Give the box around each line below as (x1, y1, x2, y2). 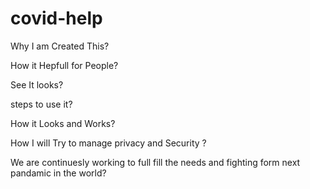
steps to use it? (10, 98, 73, 110)
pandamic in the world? (10, 167, 107, 179)
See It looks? (10, 78, 64, 91)
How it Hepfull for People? (10, 59, 119, 71)
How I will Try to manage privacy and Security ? (10, 137, 207, 149)
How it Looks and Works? (10, 117, 116, 129)
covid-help (10, 7, 103, 30)
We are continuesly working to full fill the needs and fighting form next (10, 156, 301, 168)
